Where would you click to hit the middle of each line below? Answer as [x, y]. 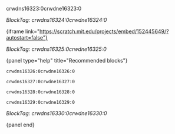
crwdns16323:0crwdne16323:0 [44, 9]
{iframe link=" [23, 31]
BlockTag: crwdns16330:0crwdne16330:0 [57, 113]
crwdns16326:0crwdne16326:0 [41, 71]
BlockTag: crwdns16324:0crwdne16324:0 [57, 20]
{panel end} [21, 125]
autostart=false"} [27, 37]
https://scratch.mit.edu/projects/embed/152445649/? [104, 31]
